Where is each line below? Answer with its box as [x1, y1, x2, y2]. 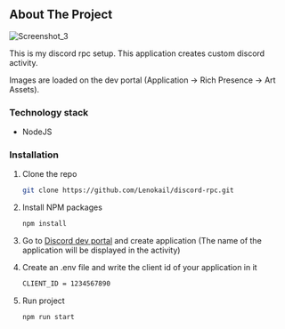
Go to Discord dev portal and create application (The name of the [21, 236, 263, 246]
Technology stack [9, 106, 89, 118]
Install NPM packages [21, 202, 102, 213]
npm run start [21, 313, 75, 322]
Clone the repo [21, 169, 77, 180]
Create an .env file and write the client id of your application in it [21, 262, 257, 273]
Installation [9, 148, 60, 161]
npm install [21, 220, 67, 229]
